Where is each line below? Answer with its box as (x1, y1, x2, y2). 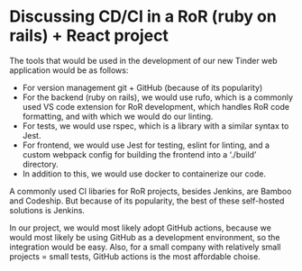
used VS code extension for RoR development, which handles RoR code (22, 101, 290, 112)
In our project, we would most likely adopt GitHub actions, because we (9, 222, 272, 233)
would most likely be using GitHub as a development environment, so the (9, 231, 281, 242)
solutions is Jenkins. (9, 204, 86, 215)
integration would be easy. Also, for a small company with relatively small (9, 241, 281, 252)
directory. (22, 158, 59, 169)
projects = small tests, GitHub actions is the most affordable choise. (9, 250, 261, 262)
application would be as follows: (9, 65, 129, 76)
